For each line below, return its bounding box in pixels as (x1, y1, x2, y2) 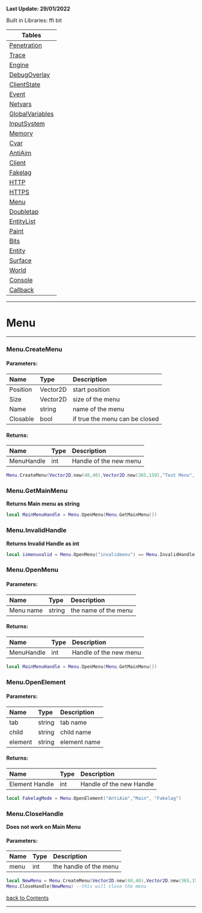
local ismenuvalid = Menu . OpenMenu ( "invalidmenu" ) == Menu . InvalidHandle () (6, 551, 200, 557)
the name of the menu (70, 606, 133, 614)
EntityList (9, 217, 36, 225)
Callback (9, 286, 34, 294)
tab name (60, 718, 87, 726)
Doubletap (9, 208, 39, 215)
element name (60, 737, 101, 746)
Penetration (9, 42, 42, 49)
